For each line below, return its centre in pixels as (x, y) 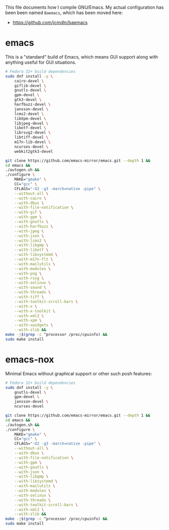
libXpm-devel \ (30, 118)
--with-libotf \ (32, 250)
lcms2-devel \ (29, 114)
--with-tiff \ (29, 297)
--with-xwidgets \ (34, 325)
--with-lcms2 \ (30, 240)
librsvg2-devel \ (33, 133)
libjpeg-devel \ (32, 123)
